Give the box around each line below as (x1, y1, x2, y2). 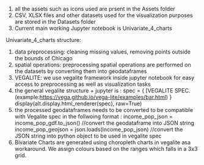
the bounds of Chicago (14, 55, 73, 61)
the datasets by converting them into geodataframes (14, 68, 147, 75)
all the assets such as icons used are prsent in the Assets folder (14, 5, 175, 12)
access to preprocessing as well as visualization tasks (14, 80, 151, 88)
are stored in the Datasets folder (14, 18, 96, 25)
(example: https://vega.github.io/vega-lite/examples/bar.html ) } (14, 94, 172, 100)
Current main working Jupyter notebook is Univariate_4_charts (14, 24, 172, 32)
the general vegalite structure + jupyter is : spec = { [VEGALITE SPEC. (14, 87, 191, 94)
